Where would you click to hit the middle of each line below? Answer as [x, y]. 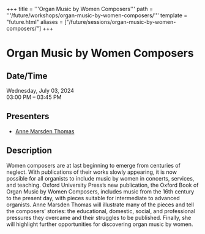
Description [29, 151]
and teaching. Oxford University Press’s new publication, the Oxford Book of [102, 185]
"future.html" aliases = [35, 22]
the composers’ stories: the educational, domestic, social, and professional [101, 211]
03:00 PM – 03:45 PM [34, 97]
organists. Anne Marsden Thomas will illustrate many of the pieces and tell [100, 205]
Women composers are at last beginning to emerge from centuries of [93, 165]
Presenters [28, 116]
